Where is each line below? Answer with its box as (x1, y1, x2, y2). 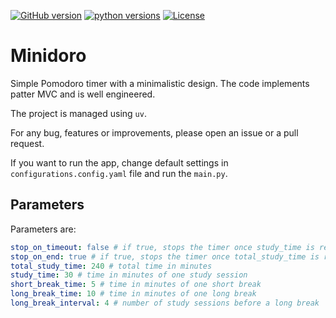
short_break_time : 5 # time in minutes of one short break (10, 280, 262, 290)
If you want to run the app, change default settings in (10, 156, 229, 169)
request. (10, 137, 45, 149)
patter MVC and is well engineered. (10, 88, 156, 100)
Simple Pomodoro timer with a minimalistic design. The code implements (10, 77, 310, 89)
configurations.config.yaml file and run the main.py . (10, 167, 228, 179)
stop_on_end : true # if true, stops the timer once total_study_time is (10, 251, 320, 262)
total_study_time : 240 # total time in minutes (10, 261, 213, 271)
